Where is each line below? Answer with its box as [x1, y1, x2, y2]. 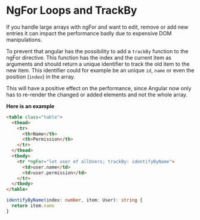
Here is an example [6, 102, 55, 109]
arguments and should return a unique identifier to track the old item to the [6, 60, 190, 68]
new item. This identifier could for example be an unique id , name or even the [6, 66, 195, 74]
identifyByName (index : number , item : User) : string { [6, 197, 143, 203]
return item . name [11, 203, 55, 209]
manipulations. [6, 36, 42, 43]
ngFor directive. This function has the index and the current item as [6, 54, 172, 61]
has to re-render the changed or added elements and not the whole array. [6, 91, 188, 98]
